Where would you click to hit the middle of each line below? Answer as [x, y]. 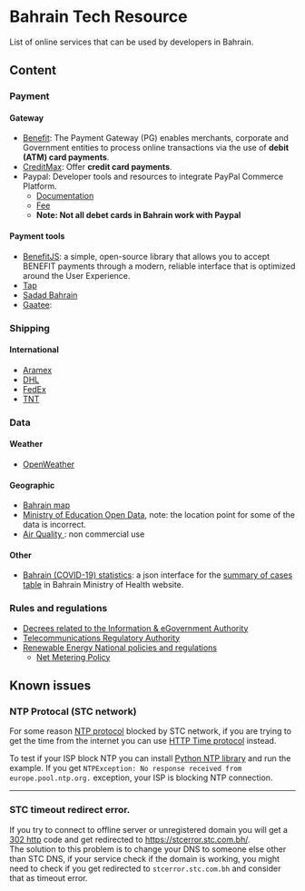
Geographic [32, 485]
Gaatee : [37, 304]
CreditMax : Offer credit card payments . [97, 167]
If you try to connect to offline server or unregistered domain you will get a [149, 829]
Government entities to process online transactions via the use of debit [155, 148]
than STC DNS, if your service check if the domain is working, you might [144, 858]
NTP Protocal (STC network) [73, 711]
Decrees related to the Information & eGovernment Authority [135, 628]
